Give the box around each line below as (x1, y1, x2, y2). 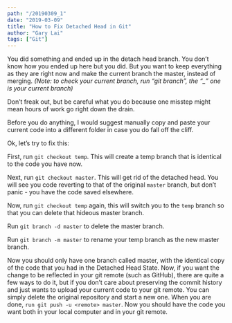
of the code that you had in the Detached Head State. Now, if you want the (7, 264, 220, 272)
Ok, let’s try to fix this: (7, 139, 69, 147)
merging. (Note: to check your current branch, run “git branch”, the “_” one (7, 77, 222, 85)
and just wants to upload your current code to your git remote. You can (7, 286, 210, 294)
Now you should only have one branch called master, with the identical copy (7, 257, 225, 265)
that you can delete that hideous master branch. (7, 209, 144, 217)
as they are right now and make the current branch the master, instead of (7, 70, 216, 78)
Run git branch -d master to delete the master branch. (7, 222, 165, 230)
